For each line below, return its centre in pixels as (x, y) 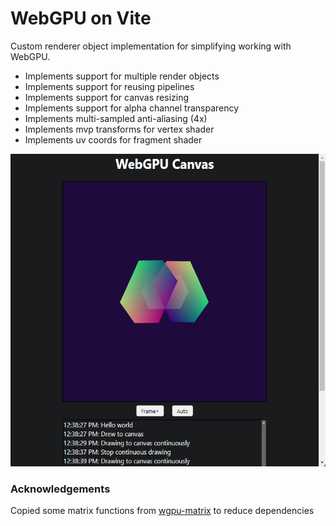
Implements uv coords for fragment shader (113, 139)
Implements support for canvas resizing (107, 97)
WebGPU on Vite (81, 18)
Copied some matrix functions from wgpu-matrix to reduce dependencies (162, 511)
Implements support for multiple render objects (122, 76)
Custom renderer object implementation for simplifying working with (151, 46)
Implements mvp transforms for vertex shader (119, 129)
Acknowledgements (60, 489)
